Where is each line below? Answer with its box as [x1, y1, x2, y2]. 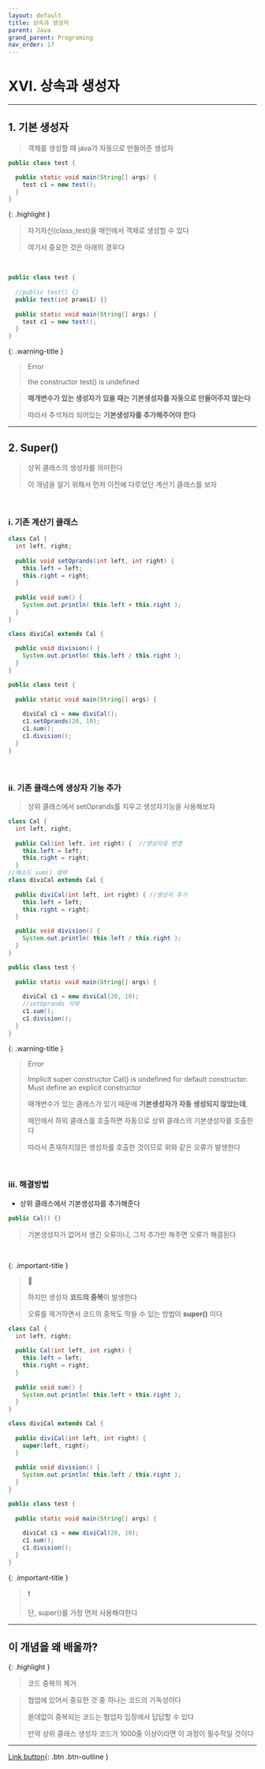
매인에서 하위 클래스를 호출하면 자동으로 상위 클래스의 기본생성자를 [27, 1116, 233, 1125]
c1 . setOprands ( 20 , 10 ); [22, 717, 101, 726]
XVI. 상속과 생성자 [8, 77, 120, 95]
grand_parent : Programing [8, 33, 93, 42]
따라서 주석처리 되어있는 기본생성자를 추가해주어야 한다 [27, 410, 196, 420]
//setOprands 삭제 [22, 1000, 80, 1008]
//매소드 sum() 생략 [8, 869, 68, 877]
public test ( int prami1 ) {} [15, 295, 108, 304]
